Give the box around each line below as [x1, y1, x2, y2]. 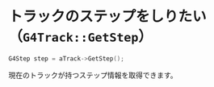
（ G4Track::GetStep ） [8, 27, 153, 46]
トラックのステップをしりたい [8, 7, 208, 26]
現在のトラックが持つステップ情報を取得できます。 [8, 70, 178, 80]
